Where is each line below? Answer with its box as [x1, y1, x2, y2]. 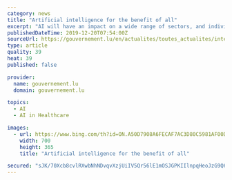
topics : [7, 99, 30, 106]
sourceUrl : [7, 36, 39, 43]
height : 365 [19, 143, 54, 150]
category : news [7, 10, 51, 17]
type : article [7, 42, 48, 49]
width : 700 [19, 137, 51, 144]
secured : [7, 163, 32, 170]
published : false [7, 61, 57, 68]
